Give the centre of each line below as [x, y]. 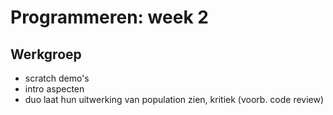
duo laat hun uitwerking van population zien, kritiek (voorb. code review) [174, 99]
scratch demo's [57, 78]
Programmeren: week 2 [109, 17]
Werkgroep [46, 54]
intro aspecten [54, 89]
